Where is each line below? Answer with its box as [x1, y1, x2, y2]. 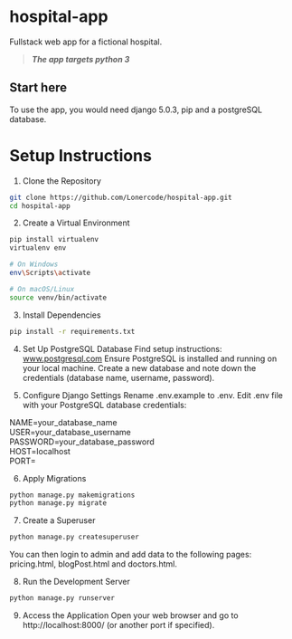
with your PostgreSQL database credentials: [22, 399, 187, 410]
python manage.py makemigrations [9, 491, 136, 500]
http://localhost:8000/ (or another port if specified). [22, 620, 215, 631]
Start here [9, 80, 68, 96]
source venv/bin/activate [9, 292, 107, 302]
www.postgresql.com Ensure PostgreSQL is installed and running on [22, 353, 278, 364]
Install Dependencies [22, 310, 101, 320]
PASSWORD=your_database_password [9, 436, 155, 447]
